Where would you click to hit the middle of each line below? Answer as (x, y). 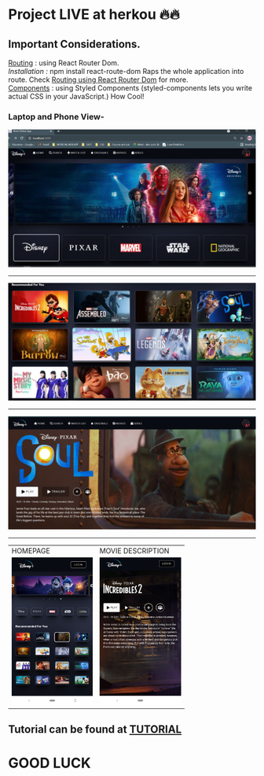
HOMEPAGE (31, 551)
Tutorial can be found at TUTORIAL (95, 730)
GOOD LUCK (50, 763)
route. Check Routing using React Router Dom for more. (98, 79)
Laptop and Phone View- (56, 116)
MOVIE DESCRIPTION (134, 551)
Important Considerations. (75, 44)
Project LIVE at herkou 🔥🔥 (94, 15)
